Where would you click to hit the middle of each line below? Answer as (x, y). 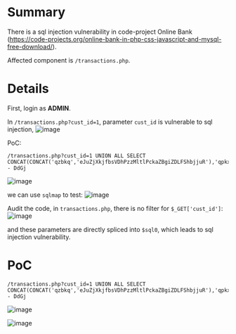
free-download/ (30, 46)
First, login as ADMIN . (39, 108)
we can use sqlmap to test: (45, 195)
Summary (36, 12)
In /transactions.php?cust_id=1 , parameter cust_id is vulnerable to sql (110, 122)
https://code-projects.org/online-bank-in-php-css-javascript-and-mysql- (116, 39)
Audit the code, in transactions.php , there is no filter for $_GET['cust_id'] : (115, 208)
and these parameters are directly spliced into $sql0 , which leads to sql (111, 229)
